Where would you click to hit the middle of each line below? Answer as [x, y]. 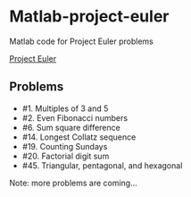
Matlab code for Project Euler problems [81, 41]
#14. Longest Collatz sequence [79, 137]
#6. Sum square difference [71, 127]
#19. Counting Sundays [65, 146]
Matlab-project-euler [89, 17]
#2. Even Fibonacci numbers [75, 117]
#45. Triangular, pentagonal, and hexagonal [102, 165]
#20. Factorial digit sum [66, 156]
